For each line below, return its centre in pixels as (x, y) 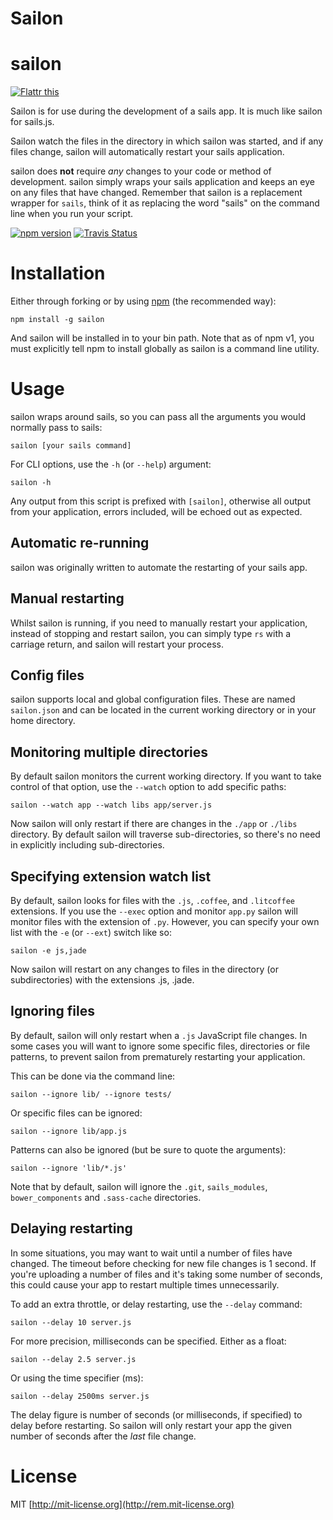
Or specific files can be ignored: (76, 1113)
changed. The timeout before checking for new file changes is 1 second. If (163, 1263)
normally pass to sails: (56, 427)
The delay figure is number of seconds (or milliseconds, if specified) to (156, 1414)
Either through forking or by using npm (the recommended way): (143, 301)
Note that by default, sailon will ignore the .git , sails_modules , (139, 1186)
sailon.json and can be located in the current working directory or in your (163, 710)
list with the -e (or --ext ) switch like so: (91, 933)
